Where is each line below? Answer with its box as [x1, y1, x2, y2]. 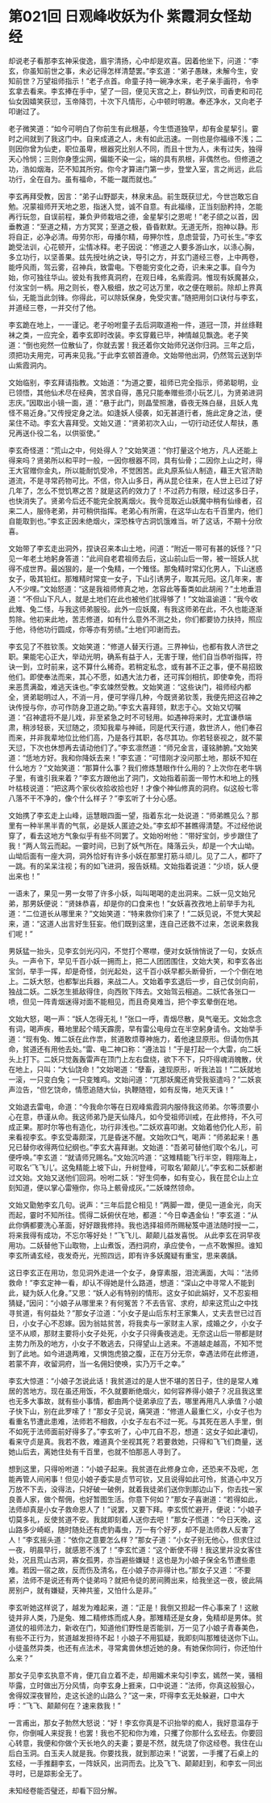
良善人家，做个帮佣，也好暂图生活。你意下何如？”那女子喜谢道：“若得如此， [8, 1494, 262, 1504]
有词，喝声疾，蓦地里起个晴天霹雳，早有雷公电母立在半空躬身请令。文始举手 [8, 1024, 263, 1033]
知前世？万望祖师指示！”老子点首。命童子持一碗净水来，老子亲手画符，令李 [8, 76, 260, 86]
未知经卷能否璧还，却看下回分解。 [8, 1785, 122, 1795]
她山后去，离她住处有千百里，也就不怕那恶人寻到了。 [8, 1446, 186, 1457]
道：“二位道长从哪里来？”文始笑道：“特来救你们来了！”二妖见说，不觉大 [8, 908, 248, 918]
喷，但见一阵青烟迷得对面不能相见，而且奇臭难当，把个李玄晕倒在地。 [8, 996, 242, 1006]
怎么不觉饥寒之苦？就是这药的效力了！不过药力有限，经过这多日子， [35, 486, 263, 495]
